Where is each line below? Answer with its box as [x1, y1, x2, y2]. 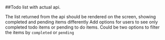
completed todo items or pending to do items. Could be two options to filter [5, 24, 160, 30]
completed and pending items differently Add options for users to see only [5, 19, 158, 25]
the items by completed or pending [5, 30, 74, 35]
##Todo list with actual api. [5, 4, 61, 10]
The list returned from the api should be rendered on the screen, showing [5, 14, 156, 19]
